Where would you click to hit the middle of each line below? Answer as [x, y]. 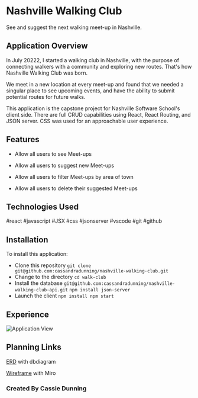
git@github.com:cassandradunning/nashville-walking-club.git [92, 271]
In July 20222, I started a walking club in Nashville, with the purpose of [92, 60]
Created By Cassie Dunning [46, 388]
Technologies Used [42, 206]
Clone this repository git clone [53, 265]
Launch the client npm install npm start [64, 296]
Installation [27, 240]
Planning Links [34, 347]
